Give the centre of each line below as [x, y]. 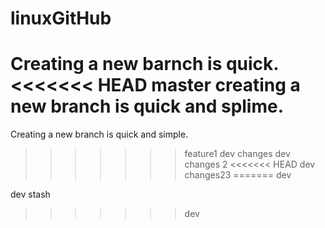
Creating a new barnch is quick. [144, 64]
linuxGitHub [61, 18]
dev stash [30, 194]
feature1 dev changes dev [237, 154]
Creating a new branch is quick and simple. [99, 134]
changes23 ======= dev [238, 175]
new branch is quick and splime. [147, 106]
